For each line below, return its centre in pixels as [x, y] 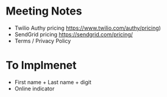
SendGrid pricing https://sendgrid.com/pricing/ [74, 34]
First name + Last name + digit [53, 82]
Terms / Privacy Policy [43, 41]
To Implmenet [41, 65]
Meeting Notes [44, 11]
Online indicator [34, 89]
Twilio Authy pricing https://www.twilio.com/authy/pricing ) [87, 28]
